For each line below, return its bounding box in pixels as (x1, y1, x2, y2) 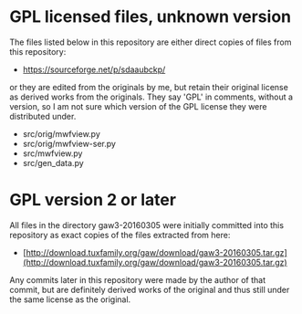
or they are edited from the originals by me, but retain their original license (9, 81, 289, 92)
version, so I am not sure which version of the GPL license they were (9, 100, 267, 111)
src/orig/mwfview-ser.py (22, 138, 117, 149)
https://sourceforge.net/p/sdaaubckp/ (22, 64, 166, 75)
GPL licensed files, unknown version (9, 6, 292, 27)
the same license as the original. (9, 294, 131, 305)
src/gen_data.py (22, 157, 84, 168)
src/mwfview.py (22, 148, 83, 159)
